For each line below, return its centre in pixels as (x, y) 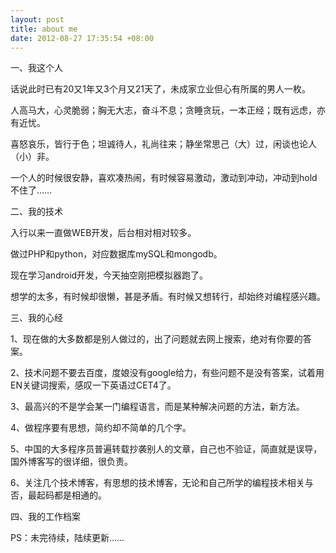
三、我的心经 (36, 318)
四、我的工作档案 (45, 517)
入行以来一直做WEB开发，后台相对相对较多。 (103, 233)
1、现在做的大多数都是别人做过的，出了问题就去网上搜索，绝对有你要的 (156, 339)
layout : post (37, 19)
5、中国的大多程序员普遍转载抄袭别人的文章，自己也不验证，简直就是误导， (166, 449)
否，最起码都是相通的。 (58, 495)
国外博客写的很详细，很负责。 (71, 462)
